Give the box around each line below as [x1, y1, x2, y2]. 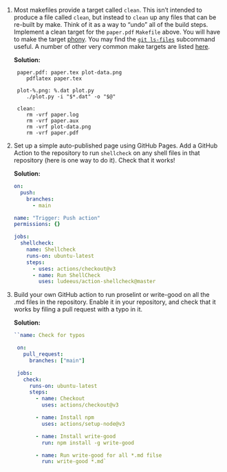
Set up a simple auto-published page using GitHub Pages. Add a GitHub [13, 141, 218, 150]
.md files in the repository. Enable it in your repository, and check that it [13, 298, 217, 306]
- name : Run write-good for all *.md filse [35, 451, 162, 459]
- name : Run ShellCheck [32, 271, 101, 278]
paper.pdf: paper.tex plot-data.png [17, 69, 122, 76]
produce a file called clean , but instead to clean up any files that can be [13, 13, 217, 21]
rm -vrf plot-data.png [26, 123, 91, 130]
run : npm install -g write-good [41, 439, 135, 447]
